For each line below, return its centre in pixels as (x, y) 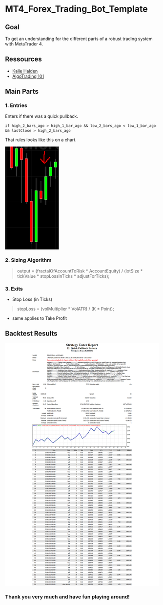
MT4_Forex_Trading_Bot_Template (76, 9)
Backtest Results (31, 334)
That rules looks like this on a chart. (41, 140)
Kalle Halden (25, 71)
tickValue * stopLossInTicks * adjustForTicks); (63, 276)
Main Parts (22, 92)
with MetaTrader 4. (24, 44)
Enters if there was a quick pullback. (41, 116)
